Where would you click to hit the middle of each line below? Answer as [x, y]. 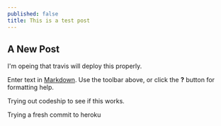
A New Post [34, 49]
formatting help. [31, 87]
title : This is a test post [49, 21]
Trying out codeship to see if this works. [66, 101]
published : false [33, 14]
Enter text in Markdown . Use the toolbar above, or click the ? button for [111, 80]
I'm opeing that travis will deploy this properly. [75, 66]
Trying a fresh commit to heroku [54, 115]
